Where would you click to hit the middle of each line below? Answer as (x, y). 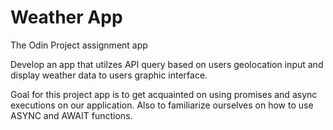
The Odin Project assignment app (79, 45)
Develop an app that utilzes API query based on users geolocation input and (167, 64)
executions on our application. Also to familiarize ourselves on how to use (162, 105)
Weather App (66, 17)
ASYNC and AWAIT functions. (71, 115)
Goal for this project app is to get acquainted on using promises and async (164, 94)
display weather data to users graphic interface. (109, 75)
